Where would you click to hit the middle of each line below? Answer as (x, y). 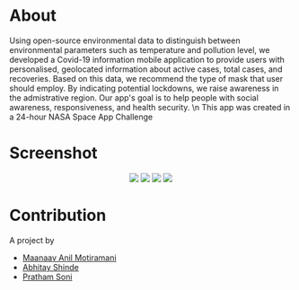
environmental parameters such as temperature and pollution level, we (140, 49)
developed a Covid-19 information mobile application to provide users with (147, 59)
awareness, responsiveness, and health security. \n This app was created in (150, 107)
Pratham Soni (47, 277)
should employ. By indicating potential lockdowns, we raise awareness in (144, 88)
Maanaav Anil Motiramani (69, 258)
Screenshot (53, 153)
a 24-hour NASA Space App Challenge (81, 117)
